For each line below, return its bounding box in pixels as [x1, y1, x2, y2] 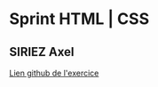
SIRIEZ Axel [9, 44, 75, 59]
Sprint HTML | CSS [9, 9, 149, 29]
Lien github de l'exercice [9, 67, 99, 78]
